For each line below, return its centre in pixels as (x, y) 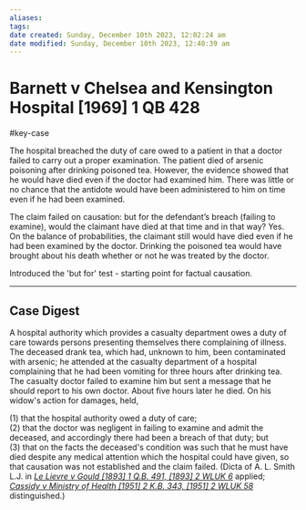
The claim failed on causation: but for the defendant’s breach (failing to (143, 217)
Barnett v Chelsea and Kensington (141, 88)
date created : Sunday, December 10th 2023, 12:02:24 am (117, 35)
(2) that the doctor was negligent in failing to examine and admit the (137, 428)
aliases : (26, 18)
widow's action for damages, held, (74, 401)
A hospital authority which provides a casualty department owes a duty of (148, 333)
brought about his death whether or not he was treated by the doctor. (139, 255)
